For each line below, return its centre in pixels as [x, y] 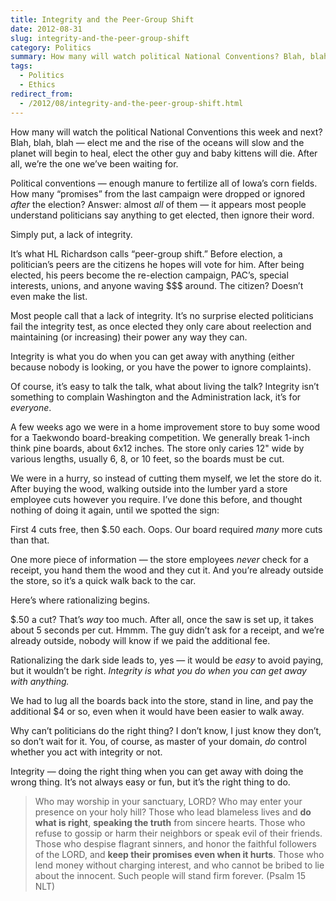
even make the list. [49, 296]
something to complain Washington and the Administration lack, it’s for [156, 397]
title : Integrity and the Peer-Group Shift [102, 19]
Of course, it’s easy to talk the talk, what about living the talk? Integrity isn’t [165, 386]
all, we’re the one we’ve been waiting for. [94, 163]
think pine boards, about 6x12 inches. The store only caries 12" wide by [157, 448]
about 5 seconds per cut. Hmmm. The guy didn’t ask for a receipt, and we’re [167, 630]
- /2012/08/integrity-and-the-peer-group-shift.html [131, 103]
